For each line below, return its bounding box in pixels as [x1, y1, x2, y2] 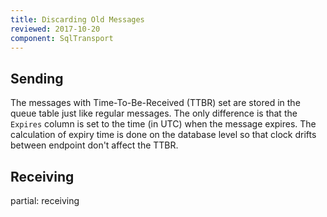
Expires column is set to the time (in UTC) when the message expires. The [10, 118, 317, 130]
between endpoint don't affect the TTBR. [10, 139, 179, 151]
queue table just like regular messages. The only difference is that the [10, 107, 298, 120]
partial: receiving [10, 195, 80, 206]
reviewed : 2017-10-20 [10, 24, 101, 34]
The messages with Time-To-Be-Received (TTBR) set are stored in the [10, 97, 301, 109]
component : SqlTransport [10, 33, 114, 43]
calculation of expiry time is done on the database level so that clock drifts [10, 129, 317, 141]
